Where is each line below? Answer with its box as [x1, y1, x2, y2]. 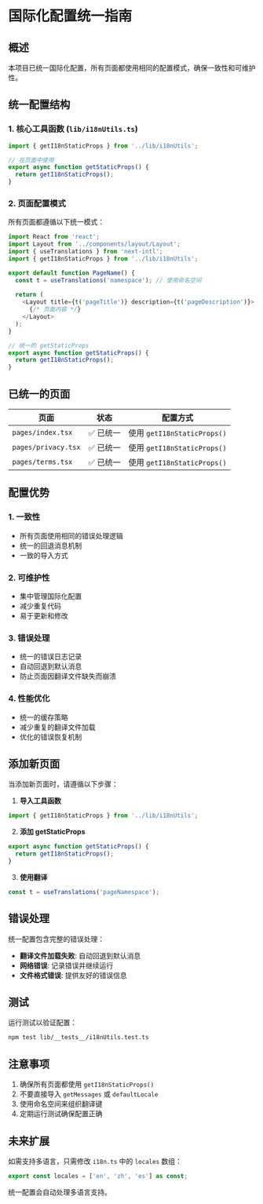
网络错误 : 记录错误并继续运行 [19, 961, 114, 970]
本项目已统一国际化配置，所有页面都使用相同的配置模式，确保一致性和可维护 [8, 64, 256, 72]
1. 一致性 [8, 512, 41, 523]
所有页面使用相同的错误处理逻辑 [19, 531, 123, 540]
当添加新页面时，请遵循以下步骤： [8, 779, 119, 789]
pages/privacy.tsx [12, 443, 81, 452]
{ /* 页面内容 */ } [28, 305, 81, 314]
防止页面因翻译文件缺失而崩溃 [19, 672, 116, 681]
